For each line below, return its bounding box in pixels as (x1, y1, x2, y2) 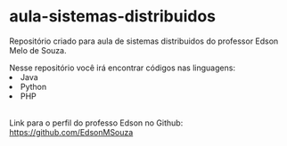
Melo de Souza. (9, 45, 67, 55)
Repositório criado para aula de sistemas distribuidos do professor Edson (9, 36, 279, 46)
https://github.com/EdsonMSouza (9, 126, 134, 137)
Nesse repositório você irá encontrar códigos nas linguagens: (9, 62, 236, 73)
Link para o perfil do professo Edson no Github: (9, 118, 184, 128)
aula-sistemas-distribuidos (9, 6, 217, 27)
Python (20, 81, 47, 92)
